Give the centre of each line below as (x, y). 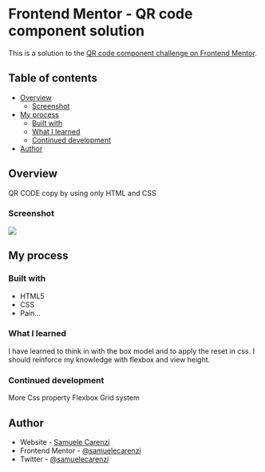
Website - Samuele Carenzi (65, 442)
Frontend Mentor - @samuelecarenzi (80, 450)
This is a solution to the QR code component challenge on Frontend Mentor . (132, 53)
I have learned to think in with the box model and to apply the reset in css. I (132, 351)
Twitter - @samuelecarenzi (64, 459)
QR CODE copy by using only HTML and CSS (83, 193)
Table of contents (53, 78)
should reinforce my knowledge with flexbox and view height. (109, 359)
